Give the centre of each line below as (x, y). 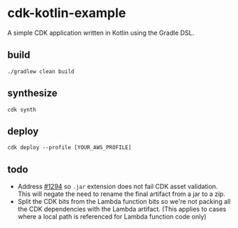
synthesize (33, 93)
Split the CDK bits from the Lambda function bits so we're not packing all (124, 202)
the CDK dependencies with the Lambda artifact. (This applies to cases (122, 209)
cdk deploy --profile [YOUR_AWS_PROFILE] (70, 148)
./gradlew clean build (41, 71)
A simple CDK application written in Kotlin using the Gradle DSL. (101, 33)
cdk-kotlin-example (67, 13)
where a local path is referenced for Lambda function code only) (112, 217)
